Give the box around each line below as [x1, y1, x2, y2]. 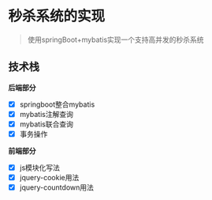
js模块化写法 [19, 163, 61, 172]
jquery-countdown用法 [19, 183, 95, 192]
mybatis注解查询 [19, 109, 73, 119]
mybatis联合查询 [19, 119, 73, 129]
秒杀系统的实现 [8, 7, 106, 25]
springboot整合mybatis [19, 100, 95, 109]
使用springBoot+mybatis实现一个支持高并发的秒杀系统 [27, 35, 204, 44]
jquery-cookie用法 [19, 173, 80, 183]
